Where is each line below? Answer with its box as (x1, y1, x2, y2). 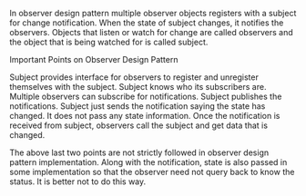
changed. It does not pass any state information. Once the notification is (9, 111, 280, 121)
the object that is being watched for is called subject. (9, 36, 209, 47)
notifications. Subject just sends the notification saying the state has (9, 101, 266, 112)
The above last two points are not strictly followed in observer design (9, 147, 270, 158)
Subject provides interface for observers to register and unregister (9, 72, 260, 83)
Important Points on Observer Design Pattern (9, 54, 178, 64)
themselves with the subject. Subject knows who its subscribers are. (9, 82, 267, 92)
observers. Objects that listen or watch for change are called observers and (9, 27, 293, 37)
